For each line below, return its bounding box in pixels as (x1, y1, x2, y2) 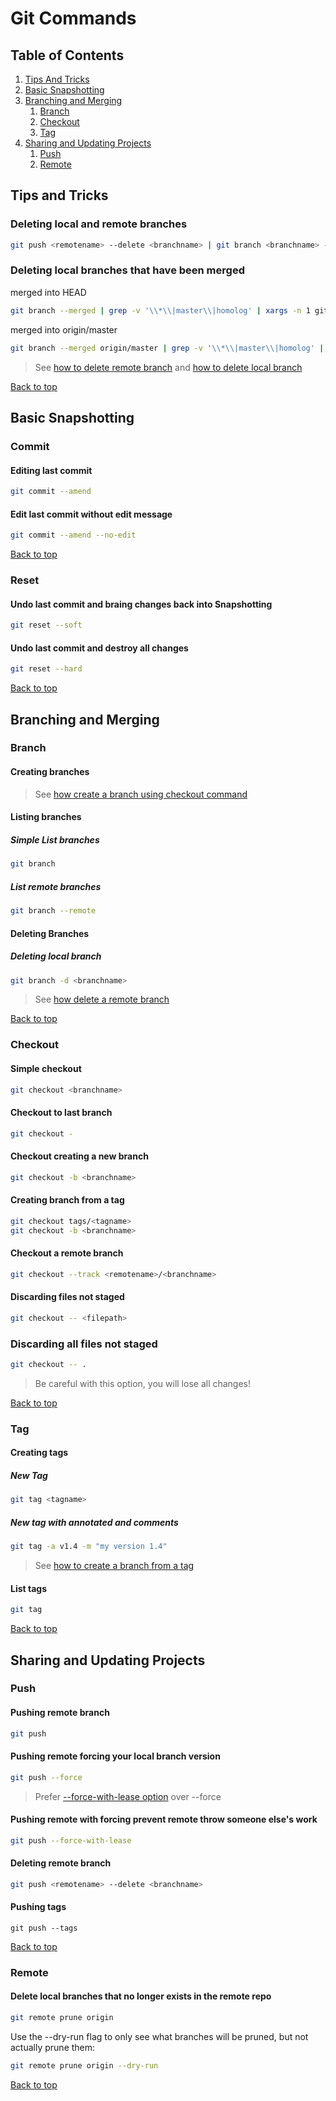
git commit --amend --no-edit (10, 530, 137, 541)
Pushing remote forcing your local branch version (10, 1750, 221, 1762)
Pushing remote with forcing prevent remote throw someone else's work (10, 1813, 318, 1826)
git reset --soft (10, 620, 83, 631)
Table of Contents (10, 47, 125, 64)
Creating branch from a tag (10, 1194, 125, 1206)
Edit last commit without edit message (10, 508, 173, 520)
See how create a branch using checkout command (34, 788, 248, 800)
